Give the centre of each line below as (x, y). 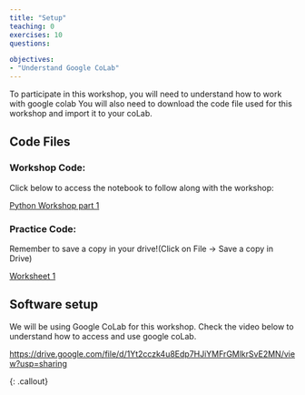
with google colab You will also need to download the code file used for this (151, 104)
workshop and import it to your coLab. (81, 113)
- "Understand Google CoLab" (64, 68)
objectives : (32, 60)
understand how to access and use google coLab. (103, 336)
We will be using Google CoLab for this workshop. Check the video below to (152, 326)
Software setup (54, 304)
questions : (30, 43)
